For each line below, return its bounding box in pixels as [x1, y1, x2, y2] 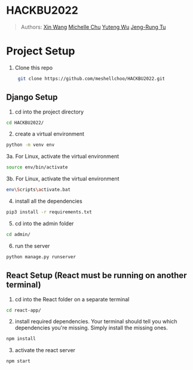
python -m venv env [6, 142, 55, 148]
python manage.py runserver [6, 253, 76, 260]
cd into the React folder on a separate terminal [14, 295, 130, 302]
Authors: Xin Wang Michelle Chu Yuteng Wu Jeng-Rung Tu [20, 23, 166, 30]
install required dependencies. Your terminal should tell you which [14, 318, 177, 325]
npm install [6, 336, 36, 342]
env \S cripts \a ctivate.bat [6, 186, 71, 193]
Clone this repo [14, 64, 53, 71]
